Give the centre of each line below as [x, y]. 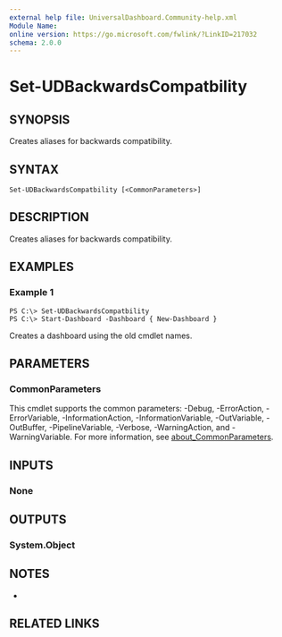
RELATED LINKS [54, 624]
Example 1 [32, 293]
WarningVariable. [41, 437]
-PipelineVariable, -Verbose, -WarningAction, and [139, 428]
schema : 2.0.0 [36, 42]
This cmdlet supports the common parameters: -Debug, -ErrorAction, [137, 409]
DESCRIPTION [49, 217]
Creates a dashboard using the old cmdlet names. [101, 335]
